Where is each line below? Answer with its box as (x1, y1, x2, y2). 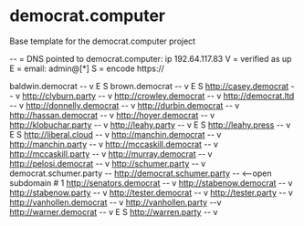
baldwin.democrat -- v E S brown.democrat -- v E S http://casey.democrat (9, 80, 289, 91)
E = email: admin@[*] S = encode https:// (9, 63, 164, 74)
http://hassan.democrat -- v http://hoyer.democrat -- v (9, 109, 215, 120)
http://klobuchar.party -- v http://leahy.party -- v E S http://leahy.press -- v (9, 119, 291, 130)
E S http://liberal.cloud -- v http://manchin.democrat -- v (9, 128, 222, 139)
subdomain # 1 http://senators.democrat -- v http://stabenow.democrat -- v (9, 177, 293, 188)
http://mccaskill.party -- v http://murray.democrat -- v (9, 148, 213, 159)
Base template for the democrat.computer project (9, 36, 196, 46)
